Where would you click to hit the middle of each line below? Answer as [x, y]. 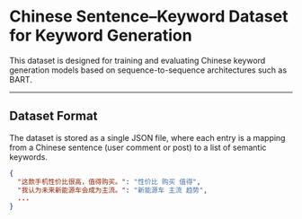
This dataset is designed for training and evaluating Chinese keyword [138, 60]
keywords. [28, 157]
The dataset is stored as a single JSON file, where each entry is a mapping [147, 137]
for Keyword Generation [101, 35]
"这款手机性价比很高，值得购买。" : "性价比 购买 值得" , [109, 181]
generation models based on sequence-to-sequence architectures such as [148, 70]
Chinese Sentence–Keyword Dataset [149, 17]
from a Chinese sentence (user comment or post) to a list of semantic [138, 147]
